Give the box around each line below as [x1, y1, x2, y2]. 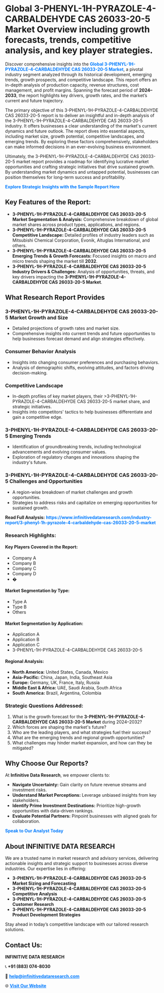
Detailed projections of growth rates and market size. [12, 325, 120, 331]
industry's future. [12, 460, 48, 465]
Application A [12, 631, 40, 637]
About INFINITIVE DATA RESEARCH [5, 842, 115, 850]
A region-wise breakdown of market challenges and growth [12, 489, 133, 495]
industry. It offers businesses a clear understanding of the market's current [5, 123, 157, 128]
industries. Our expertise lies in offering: [5, 866, 86, 871]
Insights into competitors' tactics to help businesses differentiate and [12, 409, 152, 415]
